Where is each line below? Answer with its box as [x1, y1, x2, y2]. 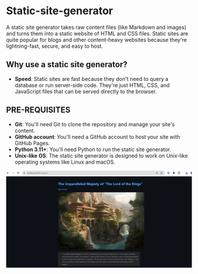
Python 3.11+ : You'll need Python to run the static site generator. [14, 146, 171, 153]
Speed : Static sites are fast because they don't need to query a [14, 75, 169, 82]
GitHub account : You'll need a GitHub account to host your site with [14, 133, 181, 140]
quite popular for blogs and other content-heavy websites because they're [6, 36, 187, 43]
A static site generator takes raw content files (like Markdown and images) [6, 24, 187, 31]
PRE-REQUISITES [6, 105, 71, 115]
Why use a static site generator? [6, 60, 128, 70]
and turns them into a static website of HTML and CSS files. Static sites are [6, 30, 189, 37]
